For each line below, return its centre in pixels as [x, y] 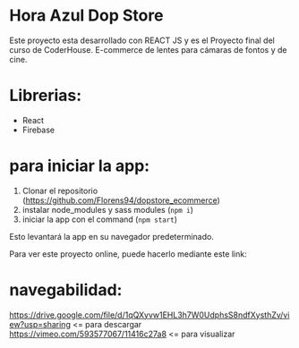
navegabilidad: [66, 290]
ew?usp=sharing [40, 324]
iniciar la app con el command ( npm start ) [99, 219]
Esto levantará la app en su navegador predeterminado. [112, 236]
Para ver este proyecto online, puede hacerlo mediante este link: [128, 254]
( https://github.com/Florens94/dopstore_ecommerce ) [121, 200]
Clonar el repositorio [60, 191]
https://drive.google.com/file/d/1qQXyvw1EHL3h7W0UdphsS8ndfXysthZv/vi [149, 315]
